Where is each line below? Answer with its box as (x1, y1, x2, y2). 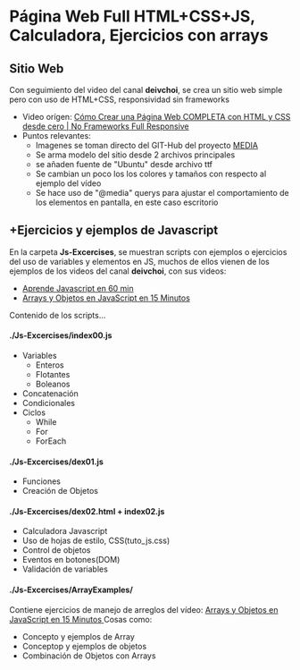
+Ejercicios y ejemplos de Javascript (9, 223, 219, 238)
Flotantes (35, 369, 71, 380)
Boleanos (35, 378, 71, 390)
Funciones (21, 476, 61, 487)
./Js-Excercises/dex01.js (9, 456, 104, 467)
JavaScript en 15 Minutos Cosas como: (9, 614, 153, 624)
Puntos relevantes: (21, 131, 91, 140)
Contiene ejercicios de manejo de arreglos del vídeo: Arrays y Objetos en (9, 604, 279, 615)
